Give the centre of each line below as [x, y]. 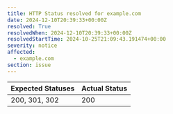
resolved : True [29, 26]
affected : [22, 53]
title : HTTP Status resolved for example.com [74, 13]
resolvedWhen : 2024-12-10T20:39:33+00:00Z [69, 33]
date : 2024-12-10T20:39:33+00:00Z [57, 20]
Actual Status [104, 88]
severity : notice [32, 46]
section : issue [29, 65]
